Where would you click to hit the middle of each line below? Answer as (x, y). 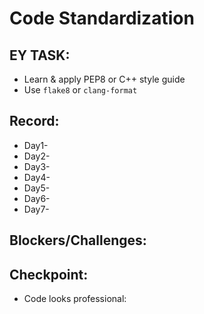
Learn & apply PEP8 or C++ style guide (104, 79)
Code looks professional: (75, 299)
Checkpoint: (49, 274)
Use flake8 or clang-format (80, 90)
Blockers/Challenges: (78, 240)
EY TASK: (40, 55)
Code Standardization (102, 18)
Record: (34, 121)
